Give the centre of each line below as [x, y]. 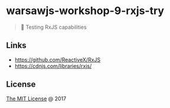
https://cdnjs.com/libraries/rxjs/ [53, 66]
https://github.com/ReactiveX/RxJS [58, 59]
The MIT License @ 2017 [36, 99]
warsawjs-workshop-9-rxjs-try [85, 11]
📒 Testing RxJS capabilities [53, 27]
